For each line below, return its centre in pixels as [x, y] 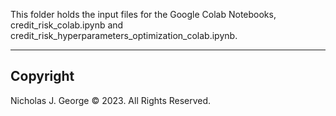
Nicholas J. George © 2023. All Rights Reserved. [111, 100]
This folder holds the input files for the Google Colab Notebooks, [143, 14]
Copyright [42, 76]
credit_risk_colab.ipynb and [67, 25]
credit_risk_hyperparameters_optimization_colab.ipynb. [124, 35]
